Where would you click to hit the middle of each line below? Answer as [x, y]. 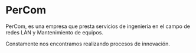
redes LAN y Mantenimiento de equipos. [55, 32]
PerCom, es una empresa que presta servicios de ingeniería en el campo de [98, 26]
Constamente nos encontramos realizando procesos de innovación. [88, 44]
